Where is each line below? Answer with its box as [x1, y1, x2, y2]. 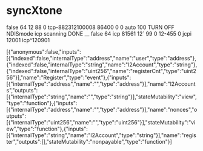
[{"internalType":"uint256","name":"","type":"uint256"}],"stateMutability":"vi [6, 118, 196, 126]
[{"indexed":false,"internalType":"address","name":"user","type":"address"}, [6, 54, 197, 62]
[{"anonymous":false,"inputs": [6, 48, 82, 55]
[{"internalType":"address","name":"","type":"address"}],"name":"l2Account [6, 80, 196, 88]
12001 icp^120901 [6, 36, 50, 43]
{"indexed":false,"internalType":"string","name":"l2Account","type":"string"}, [6, 61, 198, 68]
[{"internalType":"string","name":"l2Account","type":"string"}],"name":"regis [6, 131, 197, 139]
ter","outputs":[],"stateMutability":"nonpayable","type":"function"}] [6, 138, 172, 145]
